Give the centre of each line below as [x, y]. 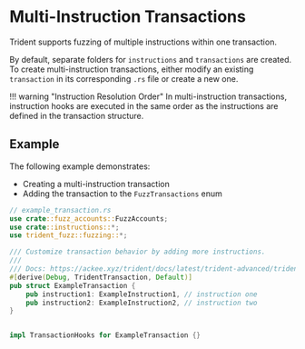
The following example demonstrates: [80, 166]
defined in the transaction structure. [77, 115]
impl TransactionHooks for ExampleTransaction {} [105, 335]
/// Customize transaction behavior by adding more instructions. [138, 252]
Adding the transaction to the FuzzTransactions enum [122, 194]
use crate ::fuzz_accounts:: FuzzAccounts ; [89, 219]
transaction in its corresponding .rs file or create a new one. [124, 78]
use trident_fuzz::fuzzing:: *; [69, 235]
